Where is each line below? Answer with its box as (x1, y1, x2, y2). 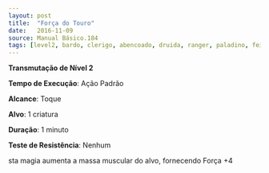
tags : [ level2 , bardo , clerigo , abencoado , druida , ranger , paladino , (8, 41, 249, 49)
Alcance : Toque (8, 94, 62, 104)
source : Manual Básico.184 (8, 33, 98, 42)
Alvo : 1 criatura (8, 109, 58, 120)
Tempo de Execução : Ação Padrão (8, 79, 124, 88)
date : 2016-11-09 (8, 26, 74, 34)
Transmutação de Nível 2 (8, 63, 94, 73)
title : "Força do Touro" (8, 19, 94, 27)
